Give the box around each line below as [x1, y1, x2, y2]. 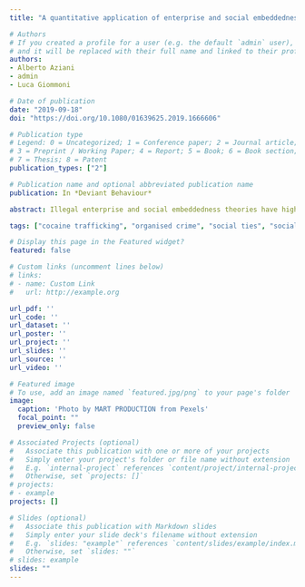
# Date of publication [9, 96, 95, 105]
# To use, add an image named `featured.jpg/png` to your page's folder [9, 387, 290, 397]
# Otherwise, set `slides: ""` [9, 547, 136, 556]
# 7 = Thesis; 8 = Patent [9, 155, 107, 164]
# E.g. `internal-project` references [9, 464, 165, 473]
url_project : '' [9, 338, 71, 347]
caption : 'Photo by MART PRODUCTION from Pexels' [17, 405, 209, 414]
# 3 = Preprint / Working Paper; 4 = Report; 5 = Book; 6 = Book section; [9, 147, 299, 156]
